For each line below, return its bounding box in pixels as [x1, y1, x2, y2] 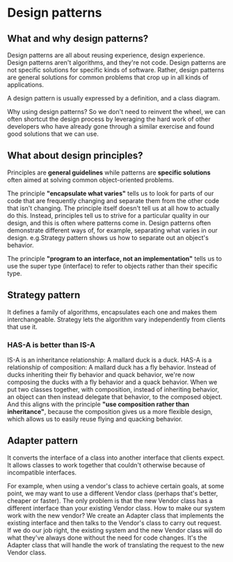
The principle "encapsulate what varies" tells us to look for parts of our [7, 189, 214, 198]
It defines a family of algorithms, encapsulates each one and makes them [7, 307, 218, 316]
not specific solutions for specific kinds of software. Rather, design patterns [7, 66, 225, 74]
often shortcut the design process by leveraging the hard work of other [7, 115, 211, 123]
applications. [7, 81, 44, 88]
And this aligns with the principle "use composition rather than [7, 400, 190, 408]
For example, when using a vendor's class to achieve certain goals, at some [7, 481, 225, 490]
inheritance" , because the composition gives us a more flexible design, [7, 407, 213, 415]
